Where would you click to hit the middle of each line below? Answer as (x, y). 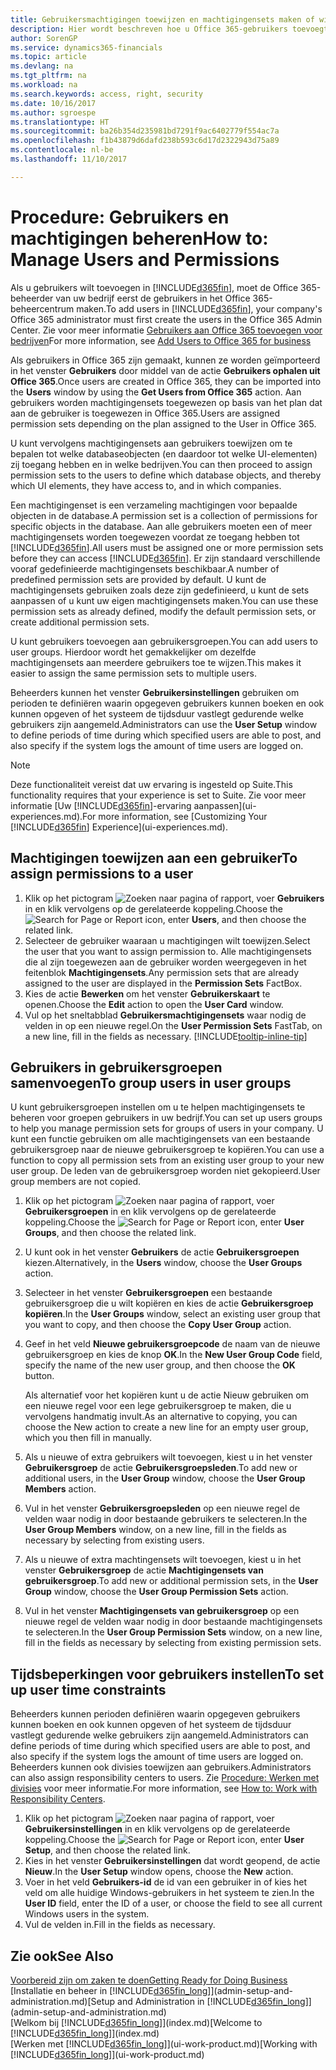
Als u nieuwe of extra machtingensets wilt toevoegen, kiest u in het (163, 1560)
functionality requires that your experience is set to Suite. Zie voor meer (158, 795)
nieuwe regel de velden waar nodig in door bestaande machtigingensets (173, 1622)
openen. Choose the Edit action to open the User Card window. (154, 1004)
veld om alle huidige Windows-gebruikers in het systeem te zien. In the (169, 1893)
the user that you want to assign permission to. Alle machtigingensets (168, 951)
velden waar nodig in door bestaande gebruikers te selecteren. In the (166, 1519)
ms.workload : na (44, 85)
